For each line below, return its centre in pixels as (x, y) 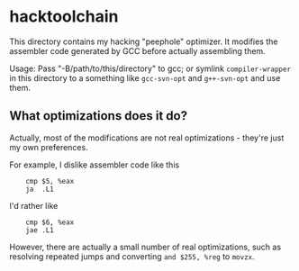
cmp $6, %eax (50, 222)
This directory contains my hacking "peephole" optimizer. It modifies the (144, 41)
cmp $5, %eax (50, 181)
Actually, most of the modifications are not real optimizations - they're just (147, 138)
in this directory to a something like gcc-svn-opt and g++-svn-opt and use (145, 77)
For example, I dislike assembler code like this (95, 165)
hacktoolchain (64, 17)
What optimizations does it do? (98, 116)
